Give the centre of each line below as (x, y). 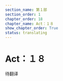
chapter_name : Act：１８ (30, 24)
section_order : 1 (23, 14)
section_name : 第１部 (26, 10)
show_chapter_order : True (31, 28)
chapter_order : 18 (24, 19)
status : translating (26, 33)
